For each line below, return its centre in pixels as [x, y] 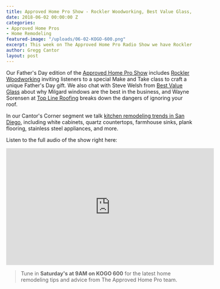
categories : [21, 23]
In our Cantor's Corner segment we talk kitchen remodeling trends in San [95, 116]
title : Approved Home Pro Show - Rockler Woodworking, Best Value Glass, [99, 12]
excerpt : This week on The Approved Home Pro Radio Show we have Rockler [99, 45]
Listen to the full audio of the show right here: [62, 139]
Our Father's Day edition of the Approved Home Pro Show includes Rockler [98, 72]
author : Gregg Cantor [33, 50]
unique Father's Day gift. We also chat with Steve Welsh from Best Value [94, 85]
